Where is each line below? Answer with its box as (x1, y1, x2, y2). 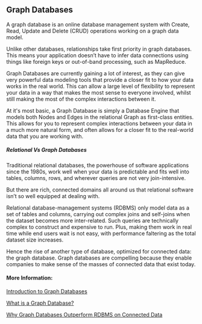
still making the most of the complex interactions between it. (6, 95, 156, 102)
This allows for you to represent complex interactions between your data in (6, 120, 192, 127)
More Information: (6, 274, 53, 282)
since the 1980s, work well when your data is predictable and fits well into (6, 168, 190, 175)
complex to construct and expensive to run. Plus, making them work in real (6, 223, 192, 231)
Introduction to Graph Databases (6, 287, 87, 294)
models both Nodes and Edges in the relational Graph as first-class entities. (6, 113, 194, 120)
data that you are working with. (6, 132, 84, 140)
